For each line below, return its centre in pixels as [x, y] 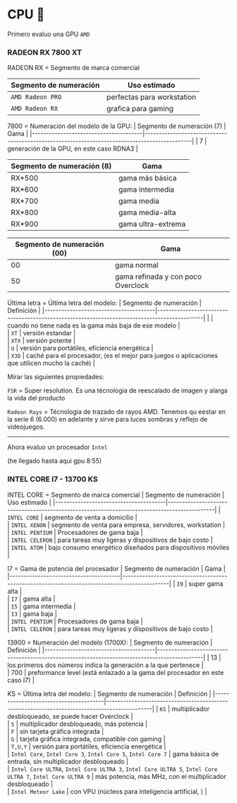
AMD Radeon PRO [36, 97]
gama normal [137, 265]
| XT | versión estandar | [42, 333]
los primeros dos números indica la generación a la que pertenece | [105, 665]
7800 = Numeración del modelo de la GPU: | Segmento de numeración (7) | [117, 126]
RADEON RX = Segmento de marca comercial [73, 68]
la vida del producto [36, 398]
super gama [206, 584]
